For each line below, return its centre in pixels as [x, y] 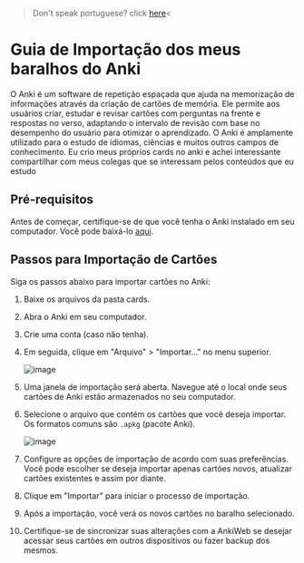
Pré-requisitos [52, 200]
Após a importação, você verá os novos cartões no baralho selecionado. [159, 513]
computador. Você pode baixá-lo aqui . [82, 231]
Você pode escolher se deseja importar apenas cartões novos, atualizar [158, 468]
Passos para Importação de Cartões [114, 260]
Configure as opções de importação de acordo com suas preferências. [156, 459]
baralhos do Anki [76, 69]
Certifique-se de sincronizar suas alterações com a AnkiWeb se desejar [158, 530]
